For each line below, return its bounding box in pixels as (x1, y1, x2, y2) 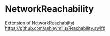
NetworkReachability (5, 3, 94, 15)
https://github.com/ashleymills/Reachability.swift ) (5, 25, 106, 31)
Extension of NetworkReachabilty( (5, 20, 75, 26)
